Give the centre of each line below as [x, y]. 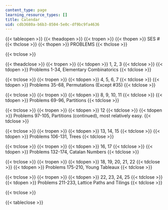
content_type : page [26, 10]
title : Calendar [23, 19]
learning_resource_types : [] [36, 15]
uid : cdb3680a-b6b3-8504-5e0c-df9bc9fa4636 [52, 24]
